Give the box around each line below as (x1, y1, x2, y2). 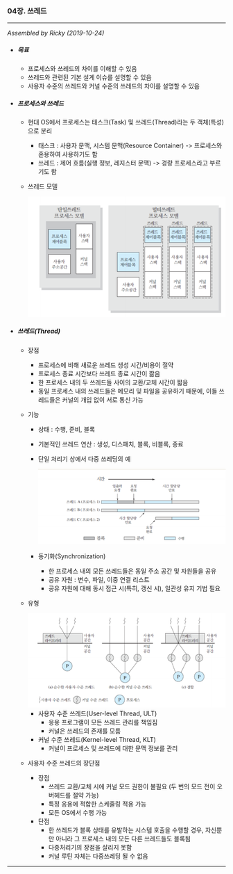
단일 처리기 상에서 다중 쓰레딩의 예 (37, 454, 131, 463)
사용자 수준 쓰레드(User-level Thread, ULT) (37, 709, 157, 718)
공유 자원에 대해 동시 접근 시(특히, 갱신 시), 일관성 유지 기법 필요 (48, 584, 221, 592)
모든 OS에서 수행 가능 (48, 809, 107, 817)
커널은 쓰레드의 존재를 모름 (48, 727, 121, 735)
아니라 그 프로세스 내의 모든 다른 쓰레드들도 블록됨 (55, 834, 191, 843)
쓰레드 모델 (27, 182, 58, 191)
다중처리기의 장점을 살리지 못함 (48, 843, 132, 852)
